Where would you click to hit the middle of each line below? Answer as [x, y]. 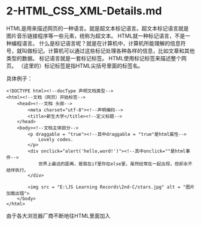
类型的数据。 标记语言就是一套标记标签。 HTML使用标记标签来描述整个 [94, 58]
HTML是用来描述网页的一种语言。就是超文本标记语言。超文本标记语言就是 [98, 28]
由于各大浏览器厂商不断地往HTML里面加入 [58, 215]
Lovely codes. [56, 139]
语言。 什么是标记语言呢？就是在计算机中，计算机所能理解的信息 [101, 43]
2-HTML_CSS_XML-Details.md [84, 11]
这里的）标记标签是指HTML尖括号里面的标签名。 [83, 66]
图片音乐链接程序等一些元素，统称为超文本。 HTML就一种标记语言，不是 [96, 36]
